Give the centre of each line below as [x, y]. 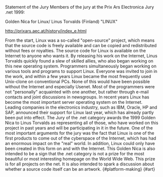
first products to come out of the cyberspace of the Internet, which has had [81, 138]
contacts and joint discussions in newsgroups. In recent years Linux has [77, 97]
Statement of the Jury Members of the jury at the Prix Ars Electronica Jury [80, 7]
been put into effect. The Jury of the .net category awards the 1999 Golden [80, 118]
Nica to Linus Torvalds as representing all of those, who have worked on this [82, 123]
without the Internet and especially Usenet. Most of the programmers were [80, 87]
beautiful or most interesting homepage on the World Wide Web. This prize [80, 159]
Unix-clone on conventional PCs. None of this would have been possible [77, 81]
